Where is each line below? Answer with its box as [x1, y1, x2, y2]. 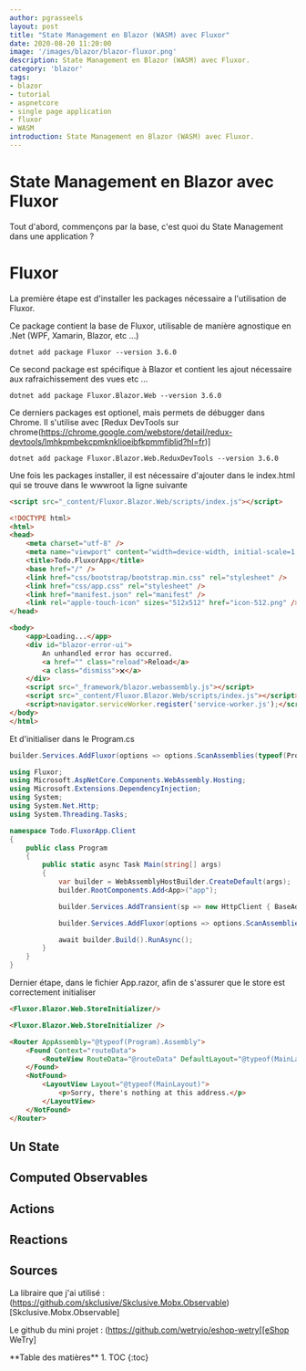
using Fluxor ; [9, 768, 64, 777]
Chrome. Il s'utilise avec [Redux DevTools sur [9, 416, 179, 427]
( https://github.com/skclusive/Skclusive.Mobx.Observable [9, 1297, 227, 1308]
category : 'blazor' [9, 65, 84, 74]
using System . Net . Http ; [9, 801, 100, 811]
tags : [9, 73, 30, 82]
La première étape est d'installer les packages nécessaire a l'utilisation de [9, 293, 287, 304]
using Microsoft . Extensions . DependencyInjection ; [9, 784, 202, 794]
